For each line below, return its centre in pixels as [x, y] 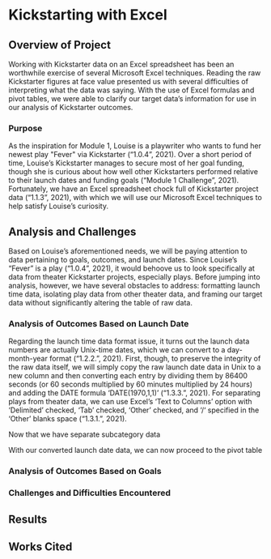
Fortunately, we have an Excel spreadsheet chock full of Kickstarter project [133, 189]
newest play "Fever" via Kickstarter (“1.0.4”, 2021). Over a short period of [130, 155]
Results [28, 519]
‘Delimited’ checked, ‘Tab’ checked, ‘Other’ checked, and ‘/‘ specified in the [134, 410]
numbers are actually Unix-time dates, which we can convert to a [117, 350]
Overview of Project [60, 45]
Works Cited [40, 547]
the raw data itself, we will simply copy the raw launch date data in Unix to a [135, 367]
